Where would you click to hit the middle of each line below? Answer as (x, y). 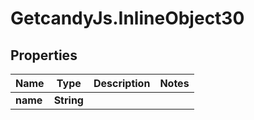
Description (122, 83)
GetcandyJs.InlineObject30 (127, 18)
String (68, 100)
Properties (44, 55)
